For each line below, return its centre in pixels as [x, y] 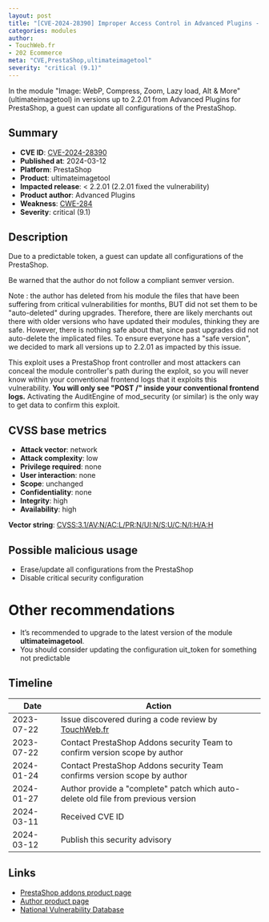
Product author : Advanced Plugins [78, 195]
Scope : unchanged [52, 484]
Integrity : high [44, 501]
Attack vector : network [58, 450]
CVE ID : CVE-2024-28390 [63, 152]
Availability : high [48, 509]
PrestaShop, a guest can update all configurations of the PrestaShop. [122, 107]
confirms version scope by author [124, 775]
